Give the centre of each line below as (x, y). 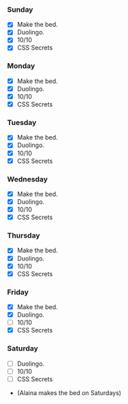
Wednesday (27, 179)
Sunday (20, 10)
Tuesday (22, 123)
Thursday (24, 236)
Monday (21, 66)
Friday (18, 292)
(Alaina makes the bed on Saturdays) (69, 392)
